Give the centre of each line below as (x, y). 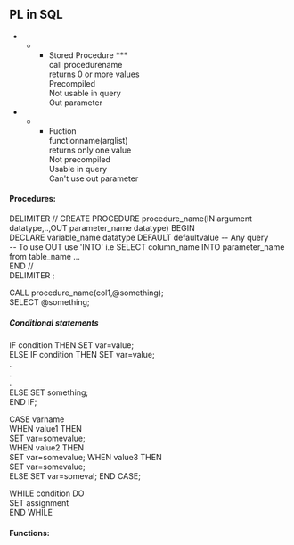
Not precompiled (80, 159)
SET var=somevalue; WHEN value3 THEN (86, 457)
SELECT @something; (49, 302)
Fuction (63, 131)
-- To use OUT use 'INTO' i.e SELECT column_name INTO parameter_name (147, 247)
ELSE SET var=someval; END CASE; (75, 475)
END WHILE (31, 512)
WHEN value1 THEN (46, 428)
